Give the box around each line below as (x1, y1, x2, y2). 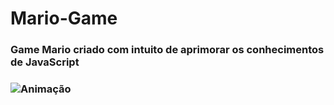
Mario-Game (10, 7, 118, 30)
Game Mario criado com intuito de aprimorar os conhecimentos (10, 43, 325, 57)
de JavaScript (10, 55, 80, 69)
